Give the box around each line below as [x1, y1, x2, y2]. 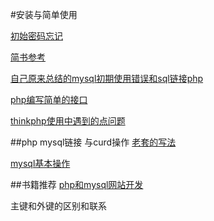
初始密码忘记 [10, 30, 63, 42]
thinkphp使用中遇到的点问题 [10, 115, 126, 127]
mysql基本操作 [10, 158, 71, 169]
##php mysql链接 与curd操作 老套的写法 [10, 136, 177, 148]
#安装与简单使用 [10, 9, 78, 20]
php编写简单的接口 [10, 94, 88, 105]
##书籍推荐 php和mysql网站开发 [10, 179, 144, 190]
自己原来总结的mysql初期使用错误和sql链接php [10, 73, 204, 84]
